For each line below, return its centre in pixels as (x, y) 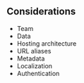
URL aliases (34, 51)
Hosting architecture (47, 43)
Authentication (38, 73)
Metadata (31, 58)
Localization (35, 65)
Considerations (41, 12)
